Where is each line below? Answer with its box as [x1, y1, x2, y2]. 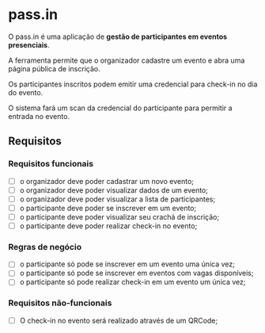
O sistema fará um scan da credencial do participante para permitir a [8, 103, 233, 113]
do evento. [8, 87, 44, 97]
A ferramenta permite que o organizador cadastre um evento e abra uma [8, 55, 245, 65]
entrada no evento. [8, 111, 70, 121]
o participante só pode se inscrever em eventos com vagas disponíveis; [19, 268, 254, 278]
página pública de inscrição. [8, 63, 100, 73]
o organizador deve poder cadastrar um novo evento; [19, 176, 195, 186]
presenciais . [8, 40, 50, 49]
